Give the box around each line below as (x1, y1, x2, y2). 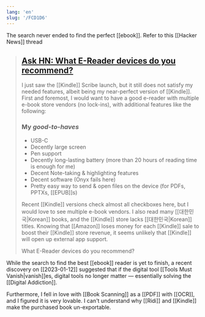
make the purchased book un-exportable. (6, 304, 111, 311)
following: (21, 108, 47, 115)
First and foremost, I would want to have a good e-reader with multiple (21, 94, 199, 102)
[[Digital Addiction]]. (6, 278, 58, 286)
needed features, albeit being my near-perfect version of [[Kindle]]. (21, 88, 192, 95)
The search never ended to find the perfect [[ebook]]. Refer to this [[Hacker (6, 31, 197, 39)
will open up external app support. (21, 235, 108, 242)
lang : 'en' (6, 9, 34, 15)
